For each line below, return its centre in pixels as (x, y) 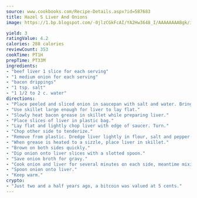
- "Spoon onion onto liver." (42, 170)
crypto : (16, 181)
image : (14, 22)
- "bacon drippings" (31, 82)
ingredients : (22, 66)
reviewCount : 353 (27, 50)
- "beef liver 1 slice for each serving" (57, 71)
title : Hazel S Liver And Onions (47, 17)
